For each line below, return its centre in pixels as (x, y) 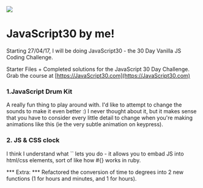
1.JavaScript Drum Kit (39, 91)
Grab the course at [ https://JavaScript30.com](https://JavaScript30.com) (98, 75)
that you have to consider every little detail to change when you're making (100, 118)
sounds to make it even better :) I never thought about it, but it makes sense (102, 111)
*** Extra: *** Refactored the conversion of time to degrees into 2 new (95, 172)
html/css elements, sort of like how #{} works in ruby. (74, 160)
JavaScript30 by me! (61, 34)
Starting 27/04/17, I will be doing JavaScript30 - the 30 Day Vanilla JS (94, 51)
